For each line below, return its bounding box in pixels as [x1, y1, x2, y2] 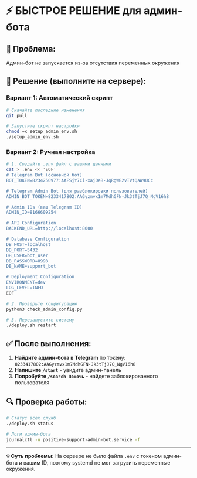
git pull [6, 112, 28, 118]
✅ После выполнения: [6, 339, 92, 349]
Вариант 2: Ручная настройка [6, 148, 96, 156]
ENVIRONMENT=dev [6, 279, 46, 285]
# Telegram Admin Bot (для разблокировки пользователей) [6, 188, 148, 194]
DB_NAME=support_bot [6, 264, 57, 269]
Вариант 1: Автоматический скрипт [6, 94, 113, 102]
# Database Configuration [6, 236, 69, 243]
